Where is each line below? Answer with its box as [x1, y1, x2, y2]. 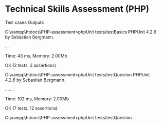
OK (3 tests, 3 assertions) [5, 62, 56, 68]
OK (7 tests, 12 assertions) [5, 105, 58, 111]
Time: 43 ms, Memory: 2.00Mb [5, 53, 67, 59]
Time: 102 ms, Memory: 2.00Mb [5, 96, 69, 102]
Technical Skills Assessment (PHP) [5, 3, 149, 15]
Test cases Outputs [5, 19, 44, 25]
